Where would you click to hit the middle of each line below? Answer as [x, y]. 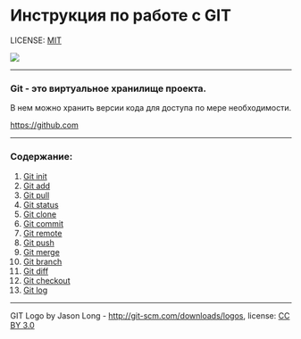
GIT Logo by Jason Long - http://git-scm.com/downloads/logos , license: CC [150, 315]
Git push [38, 243]
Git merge [42, 252]
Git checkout [46, 280]
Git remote [42, 233]
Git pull [36, 195]
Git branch [42, 261]
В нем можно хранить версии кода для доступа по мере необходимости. [151, 108]
